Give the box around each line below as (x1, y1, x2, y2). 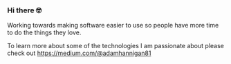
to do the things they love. (7, 28, 82, 36)
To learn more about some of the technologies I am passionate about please (7, 42, 225, 50)
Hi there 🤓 (7, 6, 42, 15)
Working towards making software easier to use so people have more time (7, 21, 219, 30)
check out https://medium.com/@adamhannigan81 (7, 49, 151, 57)
